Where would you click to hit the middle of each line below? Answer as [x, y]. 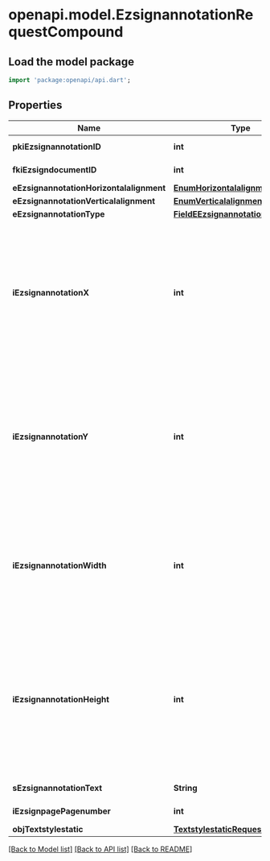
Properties [35, 105]
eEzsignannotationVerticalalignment [84, 201]
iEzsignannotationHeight [61, 699]
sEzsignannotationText [57, 788]
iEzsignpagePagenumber [61, 811]
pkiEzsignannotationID [57, 147]
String [186, 788]
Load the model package [72, 62]
